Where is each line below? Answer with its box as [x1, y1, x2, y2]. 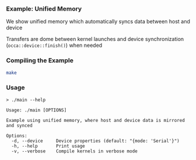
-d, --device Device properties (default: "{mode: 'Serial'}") [11, 138, 180, 144]
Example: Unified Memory [6, 5, 82, 13]
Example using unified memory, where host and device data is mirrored [6, 117, 185, 123]
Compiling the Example [6, 56, 74, 64]
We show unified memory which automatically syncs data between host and [6, 18, 191, 25]
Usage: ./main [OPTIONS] [6, 107, 67, 113]
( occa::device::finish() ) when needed [6, 42, 103, 49]
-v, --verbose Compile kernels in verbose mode [11, 148, 138, 154]
